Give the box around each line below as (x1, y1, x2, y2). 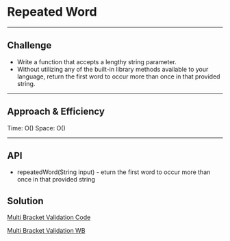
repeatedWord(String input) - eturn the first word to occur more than (16, 168, 211, 176)
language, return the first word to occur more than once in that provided (16, 72, 220, 81)
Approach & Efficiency (7, 106, 105, 117)
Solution (7, 195, 44, 207)
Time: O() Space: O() (7, 124, 66, 132)
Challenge (7, 40, 52, 51)
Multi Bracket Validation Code (7, 213, 91, 222)
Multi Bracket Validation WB (7, 227, 86, 235)
